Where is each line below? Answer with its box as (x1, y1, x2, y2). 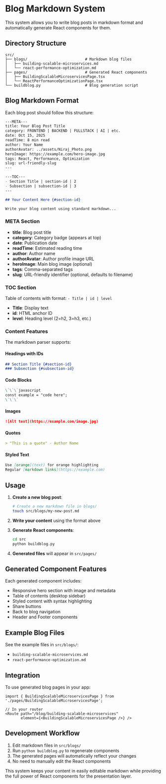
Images (5, 408, 21, 414)
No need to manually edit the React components (12, 758, 111, 764)
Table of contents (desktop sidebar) (12, 593, 86, 599)
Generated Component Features (5, 565, 107, 573)
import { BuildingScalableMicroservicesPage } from (5, 693, 114, 699)
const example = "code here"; (5, 392, 68, 398)
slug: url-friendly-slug (5, 161, 56, 166)
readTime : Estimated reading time (12, 245, 83, 251)
